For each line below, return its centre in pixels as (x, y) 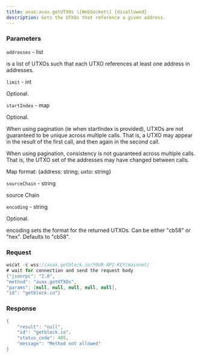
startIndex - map (28, 105)
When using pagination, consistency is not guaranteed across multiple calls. (101, 153)
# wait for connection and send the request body (70, 270)
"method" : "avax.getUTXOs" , (42, 282)
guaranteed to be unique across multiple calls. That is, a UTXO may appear (100, 135)
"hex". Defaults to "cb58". (38, 236)
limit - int (19, 82)
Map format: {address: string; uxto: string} (59, 171)
